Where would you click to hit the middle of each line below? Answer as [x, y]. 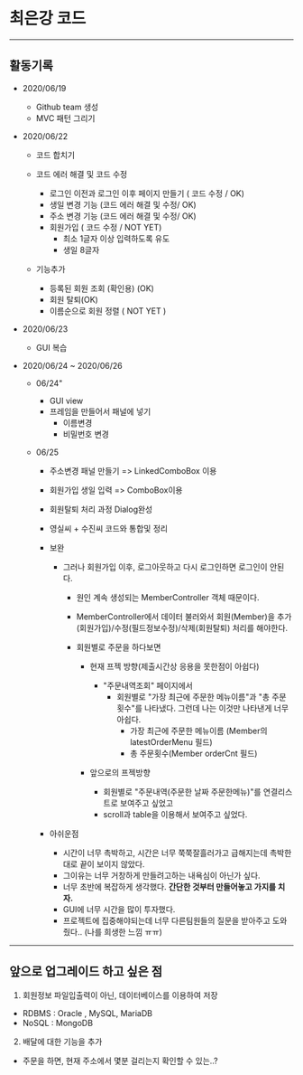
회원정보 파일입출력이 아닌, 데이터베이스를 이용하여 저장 [120, 995]
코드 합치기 [55, 155]
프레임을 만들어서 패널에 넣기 [100, 411]
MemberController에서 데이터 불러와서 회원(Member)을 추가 [184, 617]
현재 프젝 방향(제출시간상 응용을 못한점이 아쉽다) [174, 666]
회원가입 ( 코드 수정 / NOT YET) [106, 227]
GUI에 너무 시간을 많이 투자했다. [119, 909]
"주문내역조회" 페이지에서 [148, 685]
